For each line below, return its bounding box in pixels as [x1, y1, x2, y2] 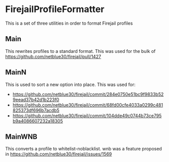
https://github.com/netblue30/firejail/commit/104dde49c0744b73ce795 [12, 112, 162, 119]
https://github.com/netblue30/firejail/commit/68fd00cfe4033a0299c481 [12, 102, 163, 108]
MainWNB [5, 132, 38, 141]
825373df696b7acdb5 [12, 107, 60, 113]
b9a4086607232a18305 [12, 118, 63, 124]
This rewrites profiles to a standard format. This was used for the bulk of [5, 48, 156, 54]
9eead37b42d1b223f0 [12, 97, 60, 103]
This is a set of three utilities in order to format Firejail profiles [5, 20, 133, 26]
